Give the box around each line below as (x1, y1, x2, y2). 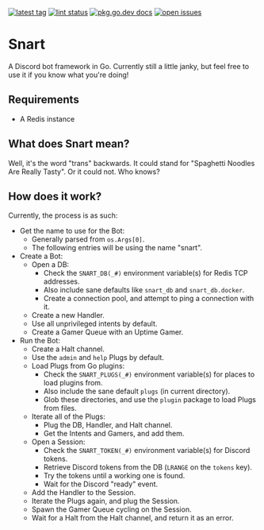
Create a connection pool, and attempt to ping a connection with (43, 294, 254, 304)
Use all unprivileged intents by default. (31, 319, 158, 329)
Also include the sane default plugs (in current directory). (43, 386, 231, 397)
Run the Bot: (19, 336, 61, 346)
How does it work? (8, 189, 102, 203)
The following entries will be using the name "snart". (31, 243, 203, 253)
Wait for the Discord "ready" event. (43, 479, 159, 489)
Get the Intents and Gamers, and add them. (43, 429, 185, 439)
